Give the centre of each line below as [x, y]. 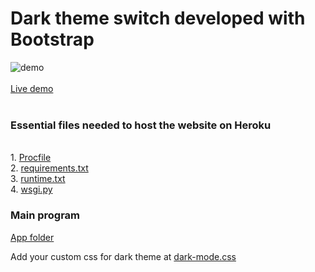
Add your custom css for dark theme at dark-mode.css [123, 256]
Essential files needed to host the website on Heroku [141, 125]
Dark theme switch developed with [158, 18]
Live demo [32, 88]
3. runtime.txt [38, 179]
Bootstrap [52, 39]
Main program [45, 215]
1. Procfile [31, 158]
